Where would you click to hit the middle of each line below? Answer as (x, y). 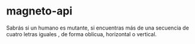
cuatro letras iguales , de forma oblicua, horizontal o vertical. (82, 34)
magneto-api (39, 11)
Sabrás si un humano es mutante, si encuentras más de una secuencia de (98, 28)
